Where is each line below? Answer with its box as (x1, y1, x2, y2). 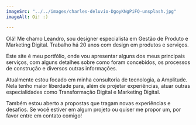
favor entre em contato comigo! (6, 112, 82, 119)
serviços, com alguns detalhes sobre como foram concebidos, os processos (6, 59, 191, 66)
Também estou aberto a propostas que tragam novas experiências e (6, 99, 171, 106)
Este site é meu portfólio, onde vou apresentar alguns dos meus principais (6, 52, 185, 59)
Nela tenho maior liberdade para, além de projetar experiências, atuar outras (6, 82, 191, 89)
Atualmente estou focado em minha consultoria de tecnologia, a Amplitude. (6, 76, 188, 83)
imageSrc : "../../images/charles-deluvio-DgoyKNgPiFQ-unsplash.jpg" (6, 8, 177, 15)
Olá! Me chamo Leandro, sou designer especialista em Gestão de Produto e (6, 35, 188, 42)
